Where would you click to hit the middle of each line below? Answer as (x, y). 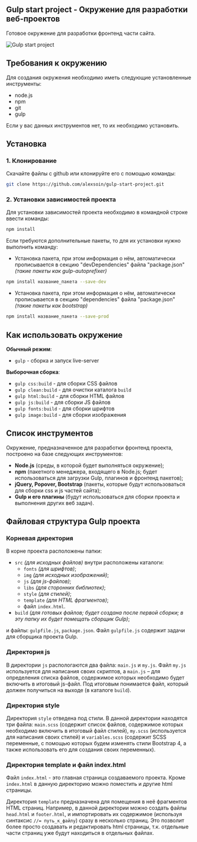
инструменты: (24, 84)
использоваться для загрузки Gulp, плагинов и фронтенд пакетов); (99, 478)
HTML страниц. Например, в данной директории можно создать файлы (96, 808)
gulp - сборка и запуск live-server (57, 360)
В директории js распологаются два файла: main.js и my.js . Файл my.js (96, 665)
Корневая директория (40, 539)
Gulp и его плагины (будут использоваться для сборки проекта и (97, 497)
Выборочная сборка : (33, 372)
